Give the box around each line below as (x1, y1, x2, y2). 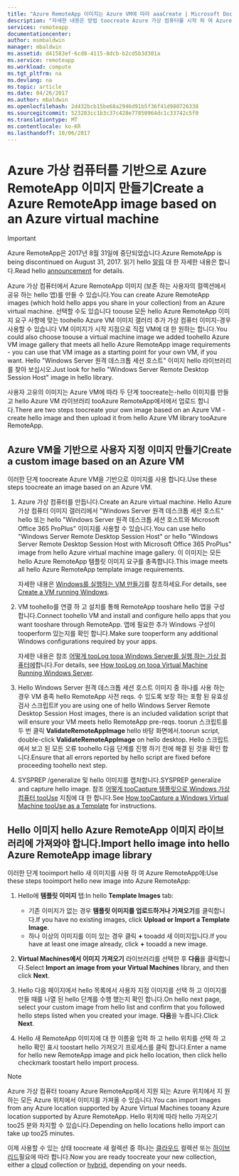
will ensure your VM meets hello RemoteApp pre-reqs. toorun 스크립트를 (17, 717, 228, 726)
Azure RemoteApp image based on (7, 196, 217, 212)
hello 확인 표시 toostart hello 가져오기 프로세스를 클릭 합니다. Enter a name (17, 1042, 227, 1051)
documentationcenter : (7, 30, 72, 38)
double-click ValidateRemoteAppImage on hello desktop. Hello (17, 735, 205, 744)
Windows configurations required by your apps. (17, 637, 158, 646)
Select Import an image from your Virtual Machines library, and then (25, 963, 229, 971)
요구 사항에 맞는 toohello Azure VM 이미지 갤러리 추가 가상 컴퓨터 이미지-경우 (14, 316, 231, 324)
